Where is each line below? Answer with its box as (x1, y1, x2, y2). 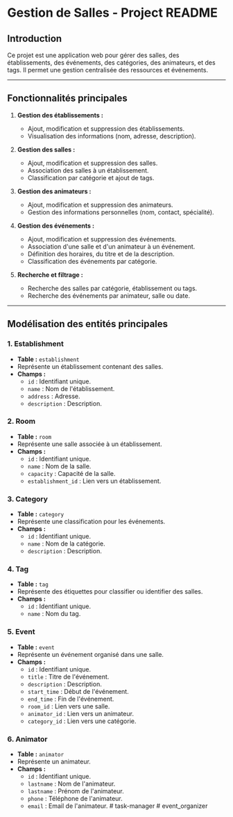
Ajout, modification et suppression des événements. (27, 235, 177, 243)
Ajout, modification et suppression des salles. (27, 159, 158, 167)
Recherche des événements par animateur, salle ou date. (27, 291, 191, 300)
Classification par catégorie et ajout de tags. (27, 173, 155, 182)
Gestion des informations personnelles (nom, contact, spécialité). (27, 207, 214, 216)
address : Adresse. (27, 392, 81, 400)
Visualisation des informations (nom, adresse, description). (27, 132, 196, 140)
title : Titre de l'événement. (27, 672, 110, 681)
